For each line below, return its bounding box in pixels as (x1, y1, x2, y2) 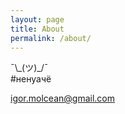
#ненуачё (10, 73, 52, 85)
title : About (10, 24, 65, 34)
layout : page (10, 14, 65, 25)
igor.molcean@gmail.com (10, 92, 115, 105)
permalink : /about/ (10, 33, 92, 43)
